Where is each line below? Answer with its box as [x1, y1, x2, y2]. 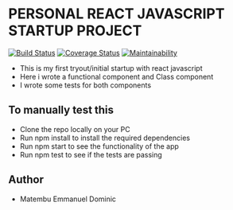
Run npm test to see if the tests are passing [19, 150, 163, 159]
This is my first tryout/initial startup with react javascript [19, 63, 203, 72]
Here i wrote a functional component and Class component [19, 72, 214, 81]
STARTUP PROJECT [8, 21, 142, 40]
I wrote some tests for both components [19, 80, 152, 90]
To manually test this [8, 103, 114, 117]
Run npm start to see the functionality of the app [19, 141, 179, 151]
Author [8, 173, 44, 187]
